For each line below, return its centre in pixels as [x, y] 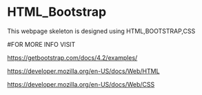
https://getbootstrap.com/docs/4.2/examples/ [72, 57]
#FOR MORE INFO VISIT [41, 44]
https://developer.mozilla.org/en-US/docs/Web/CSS [81, 84]
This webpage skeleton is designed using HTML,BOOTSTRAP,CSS [101, 31]
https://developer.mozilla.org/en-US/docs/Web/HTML [83, 71]
